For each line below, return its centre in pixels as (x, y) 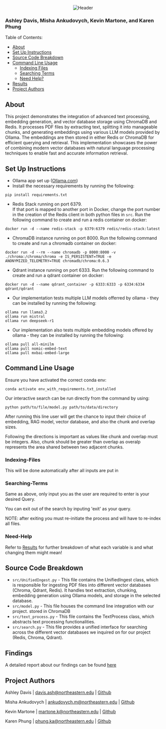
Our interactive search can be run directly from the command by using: (77, 398)
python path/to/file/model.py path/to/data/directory (62, 407)
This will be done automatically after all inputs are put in (62, 471)
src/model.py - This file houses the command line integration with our (83, 606)
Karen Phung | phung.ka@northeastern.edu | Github (58, 721)
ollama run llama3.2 (26, 312)
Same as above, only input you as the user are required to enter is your (77, 494)
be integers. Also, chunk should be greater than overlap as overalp (73, 442)
